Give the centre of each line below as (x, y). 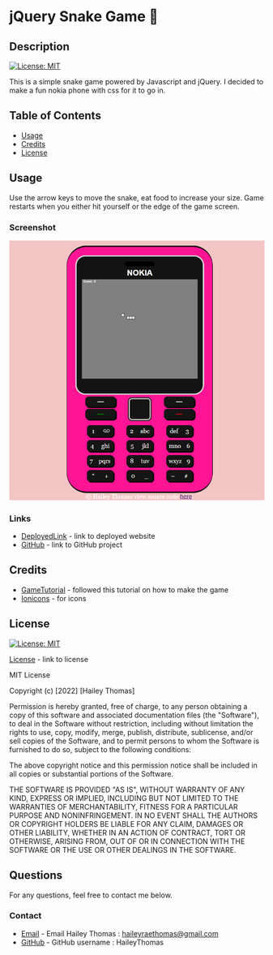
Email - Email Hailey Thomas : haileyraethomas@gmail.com (120, 933)
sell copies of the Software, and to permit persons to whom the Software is (134, 741)
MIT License (30, 675)
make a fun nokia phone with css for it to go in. (87, 90)
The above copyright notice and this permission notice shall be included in (133, 765)
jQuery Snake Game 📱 (84, 17)
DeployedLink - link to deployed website (88, 536)
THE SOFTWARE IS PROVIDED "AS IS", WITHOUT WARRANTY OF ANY (127, 789)
